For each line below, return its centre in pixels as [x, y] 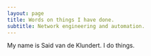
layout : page [26, 13]
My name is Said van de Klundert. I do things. [71, 46]
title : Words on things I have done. [61, 20]
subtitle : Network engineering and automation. [76, 26]
